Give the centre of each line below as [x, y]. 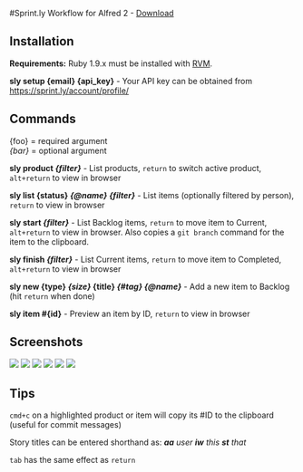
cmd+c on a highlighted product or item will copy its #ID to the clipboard [142, 415]
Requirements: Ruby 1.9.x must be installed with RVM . [111, 63]
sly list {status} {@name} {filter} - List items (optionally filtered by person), [152, 195]
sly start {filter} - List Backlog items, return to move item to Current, [138, 222]
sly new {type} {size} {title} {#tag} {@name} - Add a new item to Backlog [150, 286]
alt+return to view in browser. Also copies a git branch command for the [147, 232]
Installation [42, 41]
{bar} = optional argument [58, 150]
